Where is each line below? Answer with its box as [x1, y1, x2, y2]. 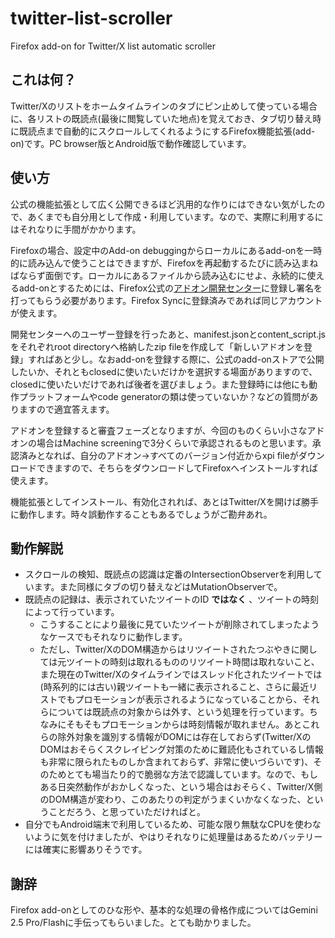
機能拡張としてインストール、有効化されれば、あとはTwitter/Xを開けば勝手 [10, 495, 319, 507]
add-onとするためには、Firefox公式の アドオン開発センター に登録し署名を [18, 282, 323, 294]
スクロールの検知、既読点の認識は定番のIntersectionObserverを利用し [24, 568, 314, 581]
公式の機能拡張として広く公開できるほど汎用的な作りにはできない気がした [10, 198, 317, 210]
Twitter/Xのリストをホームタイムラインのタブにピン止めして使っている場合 [10, 100, 318, 112]
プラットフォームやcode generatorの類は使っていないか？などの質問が [18, 390, 310, 402]
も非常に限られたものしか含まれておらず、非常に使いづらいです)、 [39, 756, 314, 768]
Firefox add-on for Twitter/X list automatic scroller [10, 40, 216, 52]
